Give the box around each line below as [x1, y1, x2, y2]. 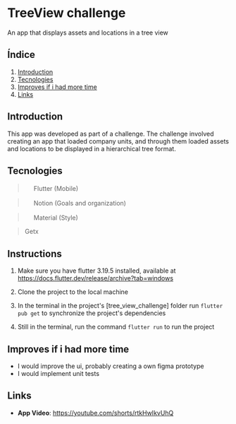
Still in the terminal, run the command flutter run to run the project [17, 323, 215, 331]
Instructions [7, 247, 62, 259]
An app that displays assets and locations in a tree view [7, 28, 169, 37]
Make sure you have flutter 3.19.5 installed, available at [17, 266, 176, 275]
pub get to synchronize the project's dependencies [17, 309, 166, 317]
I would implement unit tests [17, 370, 100, 377]
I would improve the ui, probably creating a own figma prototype [17, 362, 204, 370]
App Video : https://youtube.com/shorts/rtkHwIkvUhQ [17, 408, 174, 417]
